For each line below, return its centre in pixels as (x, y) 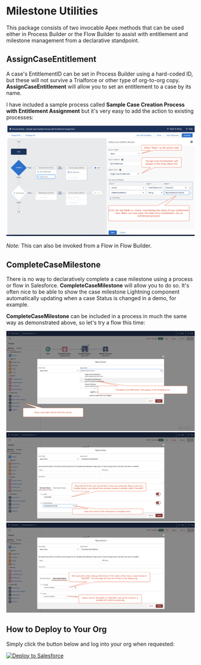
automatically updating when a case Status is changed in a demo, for (91, 298)
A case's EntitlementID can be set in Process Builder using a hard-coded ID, (100, 74)
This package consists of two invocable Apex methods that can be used (95, 28)
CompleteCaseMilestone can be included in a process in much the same (97, 316)
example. (17, 305)
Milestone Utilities (52, 11)
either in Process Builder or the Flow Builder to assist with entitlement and (97, 34)
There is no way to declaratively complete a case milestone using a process (100, 279)
